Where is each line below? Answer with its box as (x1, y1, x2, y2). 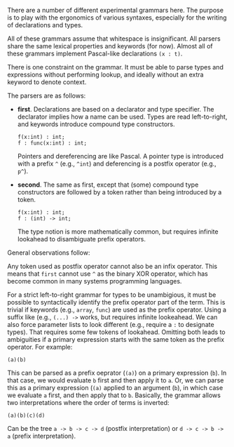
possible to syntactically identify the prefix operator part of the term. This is (7, 298, 226, 306)
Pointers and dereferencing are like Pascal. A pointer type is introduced (17, 152, 224, 160)
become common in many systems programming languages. (7, 277, 182, 285)
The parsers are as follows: (7, 91, 86, 100)
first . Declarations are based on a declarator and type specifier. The (17, 105, 214, 113)
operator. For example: (7, 343, 73, 351)
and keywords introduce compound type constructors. (17, 120, 175, 128)
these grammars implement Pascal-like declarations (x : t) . (7, 49, 183, 58)
